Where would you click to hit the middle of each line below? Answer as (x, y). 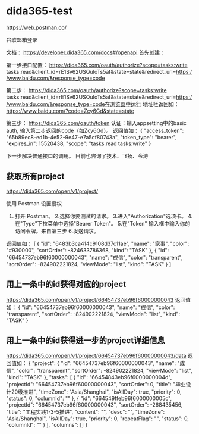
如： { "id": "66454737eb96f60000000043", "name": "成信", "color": (91, 307)
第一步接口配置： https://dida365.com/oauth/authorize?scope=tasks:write (97, 65)
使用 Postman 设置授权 (34, 203)
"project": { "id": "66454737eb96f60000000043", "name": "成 (108, 363)
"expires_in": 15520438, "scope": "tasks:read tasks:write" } (79, 143)
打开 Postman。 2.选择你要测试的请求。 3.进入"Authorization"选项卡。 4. (104, 216)
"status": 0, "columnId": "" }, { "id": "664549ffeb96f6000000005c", (89, 399)
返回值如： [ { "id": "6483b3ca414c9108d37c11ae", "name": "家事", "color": (98, 243)
